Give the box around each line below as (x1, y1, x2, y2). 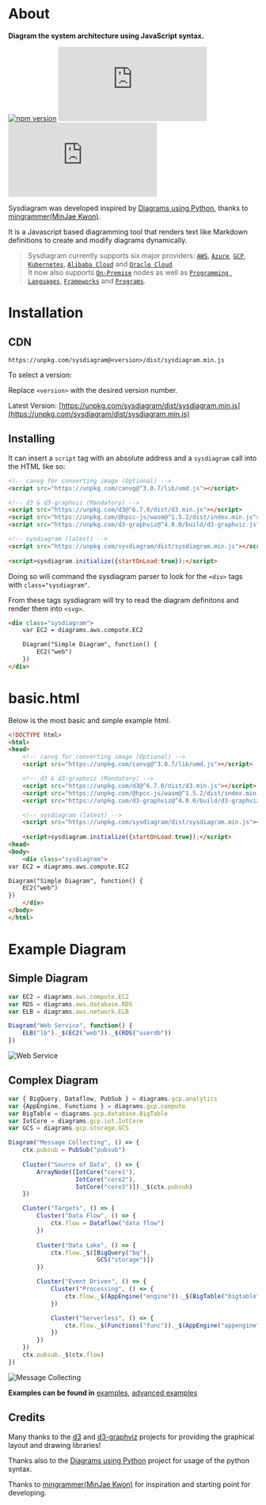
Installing (8, 432, 55, 446)
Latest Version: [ (8, 401, 62, 410)
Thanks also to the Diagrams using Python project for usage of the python (8, 1455, 250, 1465)
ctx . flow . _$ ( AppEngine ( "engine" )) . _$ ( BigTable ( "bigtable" (64, 1292, 260, 1300)
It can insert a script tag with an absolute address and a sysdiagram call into (8, 453, 257, 463)
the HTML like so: (8, 461, 66, 471)
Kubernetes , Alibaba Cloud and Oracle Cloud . (27, 259, 174, 269)
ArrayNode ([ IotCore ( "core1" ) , (36, 1168, 136, 1176)
